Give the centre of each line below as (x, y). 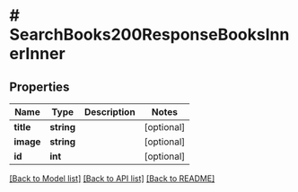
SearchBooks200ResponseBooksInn (149, 35)
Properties (39, 87)
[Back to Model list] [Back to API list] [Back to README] (112, 179)
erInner (37, 54)
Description (110, 112)
